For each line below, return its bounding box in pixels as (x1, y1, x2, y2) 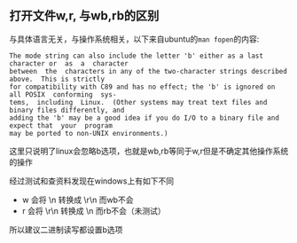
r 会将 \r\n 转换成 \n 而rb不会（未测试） (21, 205, 166, 216)
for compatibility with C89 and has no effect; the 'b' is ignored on (9, 82, 276, 91)
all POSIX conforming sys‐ (9, 90, 117, 99)
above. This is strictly (9, 74, 105, 83)
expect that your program (9, 121, 113, 130)
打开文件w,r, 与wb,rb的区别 (9, 8, 160, 24)
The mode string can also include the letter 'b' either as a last (9, 51, 264, 60)
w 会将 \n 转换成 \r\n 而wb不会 (21, 194, 134, 205)
